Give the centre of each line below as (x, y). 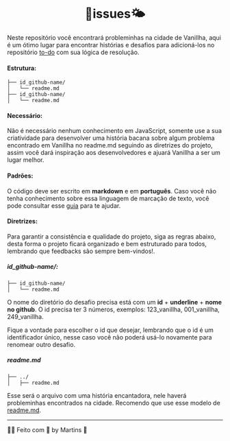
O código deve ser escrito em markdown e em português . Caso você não (112, 191)
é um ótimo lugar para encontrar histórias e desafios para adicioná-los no (111, 45)
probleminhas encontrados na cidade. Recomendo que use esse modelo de (114, 403)
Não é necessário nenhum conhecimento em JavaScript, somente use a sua (115, 131)
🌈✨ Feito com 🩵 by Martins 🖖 (47, 429)
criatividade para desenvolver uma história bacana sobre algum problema (111, 138)
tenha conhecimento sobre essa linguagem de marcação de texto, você (108, 198)
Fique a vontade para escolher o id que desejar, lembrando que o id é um (111, 330)
